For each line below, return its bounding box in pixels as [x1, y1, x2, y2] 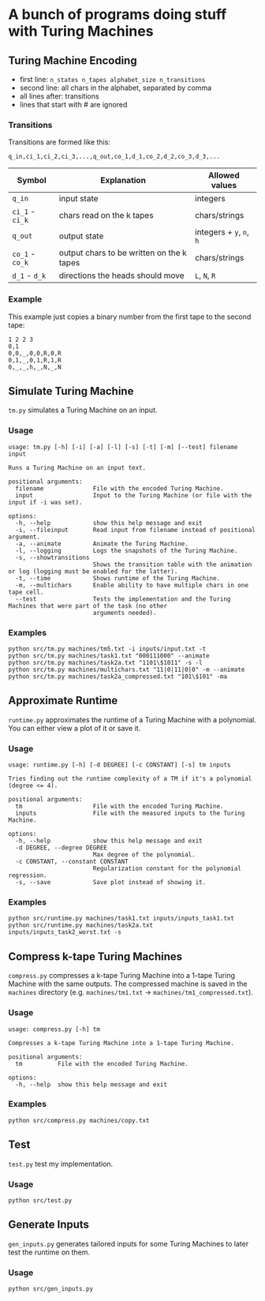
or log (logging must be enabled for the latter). [8, 567, 178, 576]
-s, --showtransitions [15, 553, 90, 561]
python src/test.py [8, 1196, 73, 1205]
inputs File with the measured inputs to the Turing [15, 809, 245, 818]
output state [58, 231, 104, 242]
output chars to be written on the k [58, 247, 187, 258]
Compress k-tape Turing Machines [8, 950, 183, 963]
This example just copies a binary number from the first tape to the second [8, 312, 252, 321]
